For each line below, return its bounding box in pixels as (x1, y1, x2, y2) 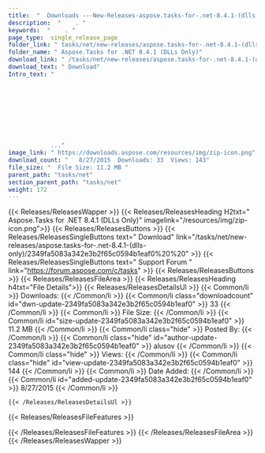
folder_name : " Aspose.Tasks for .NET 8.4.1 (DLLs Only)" (8, 48, 203, 56)
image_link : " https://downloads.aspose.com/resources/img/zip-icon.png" (8, 149, 256, 157)
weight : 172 (8, 185, 47, 193)
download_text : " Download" (8, 63, 101, 71)
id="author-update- (153, 333, 218, 343)
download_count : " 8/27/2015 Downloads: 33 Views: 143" (8, 156, 211, 164)
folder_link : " (8, 41, 58, 49)
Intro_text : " (8, 70, 55, 78)
